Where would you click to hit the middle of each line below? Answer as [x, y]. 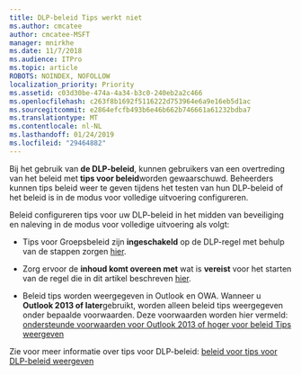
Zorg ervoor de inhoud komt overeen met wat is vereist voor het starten [157, 268]
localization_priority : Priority [72, 85]
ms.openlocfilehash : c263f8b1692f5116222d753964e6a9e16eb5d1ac [130, 101]
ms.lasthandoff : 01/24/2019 [62, 135]
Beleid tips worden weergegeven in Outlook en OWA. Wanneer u [142, 295]
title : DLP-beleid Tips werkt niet [76, 18]
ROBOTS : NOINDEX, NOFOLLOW [60, 76]
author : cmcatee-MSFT [50, 34]
